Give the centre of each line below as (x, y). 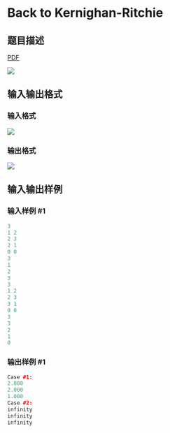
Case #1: (20, 377)
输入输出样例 (35, 190)
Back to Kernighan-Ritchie (85, 13)
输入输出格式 (35, 95)
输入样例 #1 (26, 211)
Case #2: (20, 403)
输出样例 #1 (26, 362)
